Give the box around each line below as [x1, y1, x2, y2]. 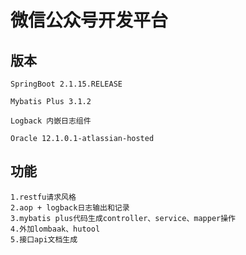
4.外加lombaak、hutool [10, 224, 101, 234]
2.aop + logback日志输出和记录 [10, 202, 130, 213]
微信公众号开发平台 [10, 9, 169, 32]
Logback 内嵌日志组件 [10, 116, 92, 126]
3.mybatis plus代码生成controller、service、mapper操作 [10, 213, 236, 223]
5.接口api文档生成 [10, 234, 78, 245]
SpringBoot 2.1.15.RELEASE [10, 79, 123, 89]
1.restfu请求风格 [10, 192, 77, 202]
